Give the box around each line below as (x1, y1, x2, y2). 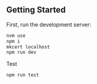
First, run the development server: (6, 21, 92, 28)
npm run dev (6, 50, 36, 56)
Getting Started (6, 5, 66, 15)
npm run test (6, 72, 39, 78)
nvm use (6, 33, 26, 39)
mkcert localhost (6, 44, 50, 50)
